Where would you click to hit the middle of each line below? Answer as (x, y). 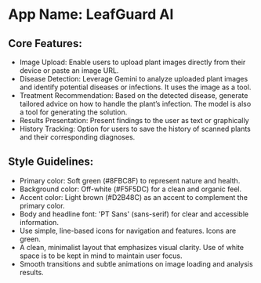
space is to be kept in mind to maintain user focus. (101, 256)
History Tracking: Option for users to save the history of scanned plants (135, 129)
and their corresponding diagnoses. (77, 137)
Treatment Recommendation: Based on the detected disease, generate (134, 95)
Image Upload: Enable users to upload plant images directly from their (132, 62)
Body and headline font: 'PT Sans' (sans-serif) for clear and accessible (134, 214)
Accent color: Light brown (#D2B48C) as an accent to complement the (134, 197)
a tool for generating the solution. (73, 112)
